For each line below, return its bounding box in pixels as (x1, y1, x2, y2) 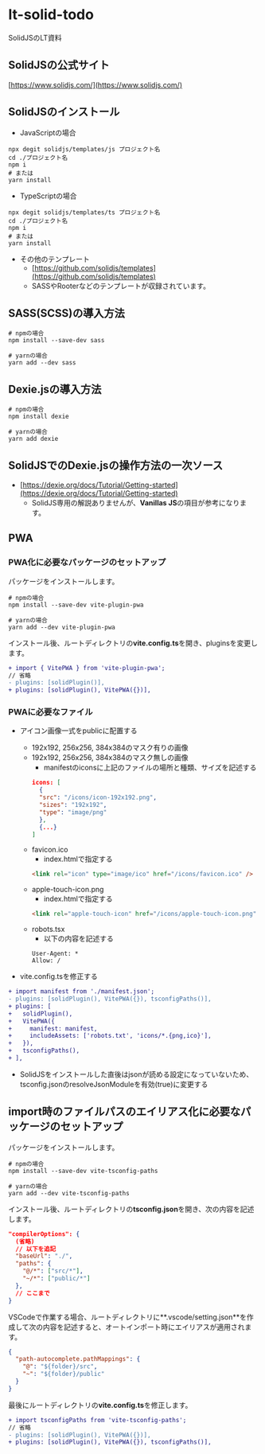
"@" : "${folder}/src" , (22, 1362, 98, 1370)
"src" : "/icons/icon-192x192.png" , (38, 793, 158, 801)
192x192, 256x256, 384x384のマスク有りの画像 (31, 743, 189, 753)
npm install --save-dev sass (8, 337, 105, 345)
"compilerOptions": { (8, 1230, 80, 1238)
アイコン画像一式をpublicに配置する (19, 726, 138, 735)
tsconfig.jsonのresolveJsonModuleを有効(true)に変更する (19, 1079, 208, 1089)
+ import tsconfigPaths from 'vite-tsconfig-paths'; (8, 1416, 187, 1424)
